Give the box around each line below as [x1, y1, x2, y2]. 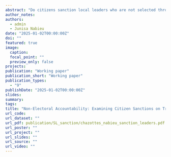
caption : [10, 50, 28, 55]
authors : [5, 17, 24, 22]
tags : [5, 102, 17, 107]
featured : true [5, 41, 38, 46]
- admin [10, 21, 26, 27]
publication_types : [5, 78, 47, 83]
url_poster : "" [5, 125, 38, 130]
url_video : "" [5, 144, 36, 149]
